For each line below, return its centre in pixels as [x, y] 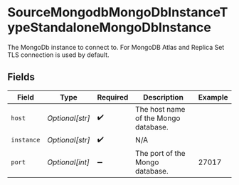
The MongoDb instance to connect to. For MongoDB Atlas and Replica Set [116, 47]
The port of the [160, 153]
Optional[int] [69, 162]
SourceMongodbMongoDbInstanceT [118, 12]
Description [163, 97]
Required [113, 97]
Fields [21, 77]
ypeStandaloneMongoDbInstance [110, 27]
